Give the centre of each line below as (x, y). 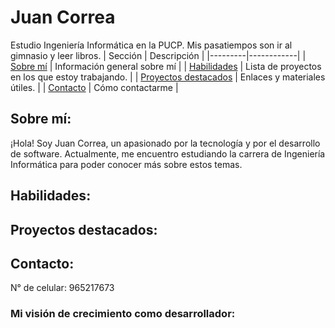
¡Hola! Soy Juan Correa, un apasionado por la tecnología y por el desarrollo (165, 143)
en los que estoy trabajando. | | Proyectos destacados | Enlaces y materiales (168, 77)
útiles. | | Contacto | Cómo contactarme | (94, 87)
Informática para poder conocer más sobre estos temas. (126, 164)
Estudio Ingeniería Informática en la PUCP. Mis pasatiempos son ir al (151, 45)
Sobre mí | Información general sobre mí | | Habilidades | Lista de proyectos (166, 66)
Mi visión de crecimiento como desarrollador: (123, 314)
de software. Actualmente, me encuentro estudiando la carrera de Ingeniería (168, 153)
